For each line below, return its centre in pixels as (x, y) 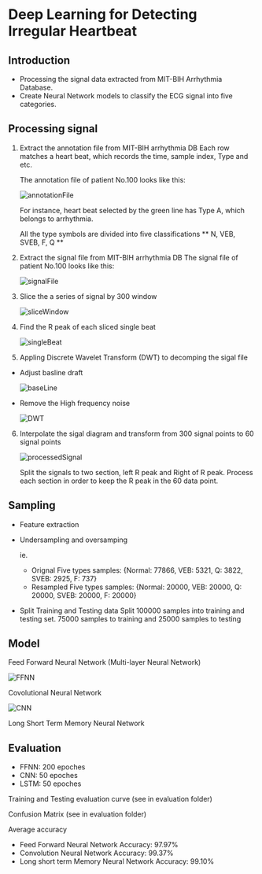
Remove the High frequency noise (75, 403)
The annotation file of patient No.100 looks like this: (103, 179)
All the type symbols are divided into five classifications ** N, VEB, (127, 234)
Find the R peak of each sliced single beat (87, 326)
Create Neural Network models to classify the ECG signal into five (126, 96)
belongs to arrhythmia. (56, 219)
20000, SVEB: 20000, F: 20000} (84, 595)
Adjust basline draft (51, 372)
